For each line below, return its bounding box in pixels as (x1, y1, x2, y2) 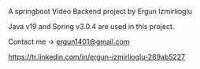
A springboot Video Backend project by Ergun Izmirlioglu (8, 7, 193, 16)
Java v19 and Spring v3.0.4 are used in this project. (8, 22, 175, 31)
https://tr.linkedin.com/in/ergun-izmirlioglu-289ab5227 (8, 53, 186, 61)
